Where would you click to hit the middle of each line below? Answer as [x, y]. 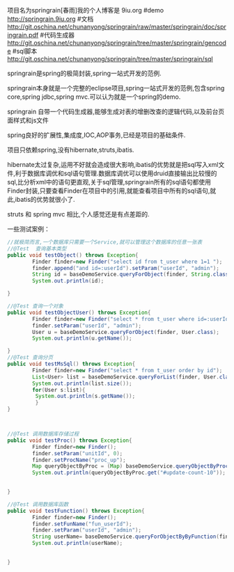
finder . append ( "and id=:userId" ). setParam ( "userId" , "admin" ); [126, 268]
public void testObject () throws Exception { [73, 255]
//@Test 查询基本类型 [37, 248]
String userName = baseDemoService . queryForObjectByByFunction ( [126, 537]
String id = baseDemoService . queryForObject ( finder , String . [123, 275]
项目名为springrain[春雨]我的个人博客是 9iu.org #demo [86, 10]
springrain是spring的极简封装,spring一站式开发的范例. [84, 73]
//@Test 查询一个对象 [36, 306]
